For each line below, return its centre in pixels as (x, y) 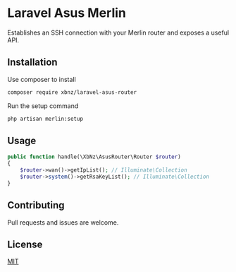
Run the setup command (43, 106)
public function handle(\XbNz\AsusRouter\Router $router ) (94, 157)
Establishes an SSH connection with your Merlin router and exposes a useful (118, 32)
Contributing (36, 205)
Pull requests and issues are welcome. (63, 222)
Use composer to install (42, 79)
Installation (32, 63)
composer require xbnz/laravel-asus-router (72, 92)
